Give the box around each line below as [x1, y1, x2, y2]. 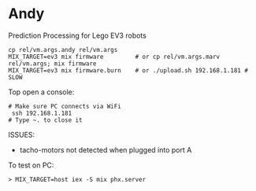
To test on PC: [8, 160, 54, 170]
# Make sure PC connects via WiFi [8, 102, 122, 110]
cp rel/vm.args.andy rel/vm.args [8, 46, 118, 53]
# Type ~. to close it [8, 116, 83, 124]
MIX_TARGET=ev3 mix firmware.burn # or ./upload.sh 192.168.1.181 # [8, 66, 248, 75]
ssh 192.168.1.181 [11, 109, 72, 117]
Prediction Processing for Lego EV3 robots [8, 31, 147, 40]
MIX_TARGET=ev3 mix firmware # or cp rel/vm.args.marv [8, 53, 221, 61]
